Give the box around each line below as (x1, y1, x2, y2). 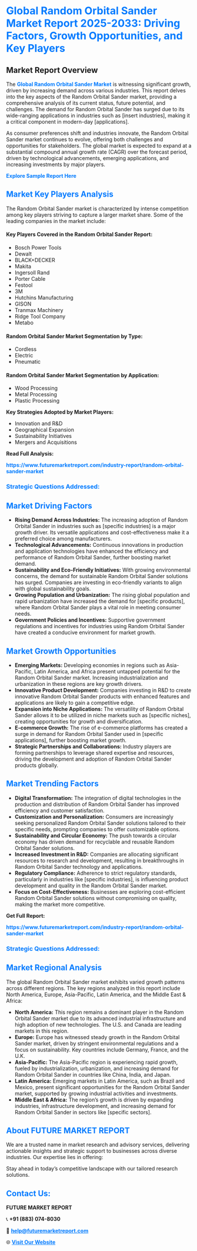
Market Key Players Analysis (6, 190, 113, 200)
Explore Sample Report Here (6, 172, 76, 179)
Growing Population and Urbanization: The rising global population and (14, 592, 190, 599)
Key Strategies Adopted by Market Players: (6, 409, 114, 416)
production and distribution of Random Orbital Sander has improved (14, 801, 179, 808)
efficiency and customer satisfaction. (14, 807, 105, 814)
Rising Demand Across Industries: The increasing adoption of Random (14, 516, 188, 523)
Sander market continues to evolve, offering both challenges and (6, 136, 163, 142)
